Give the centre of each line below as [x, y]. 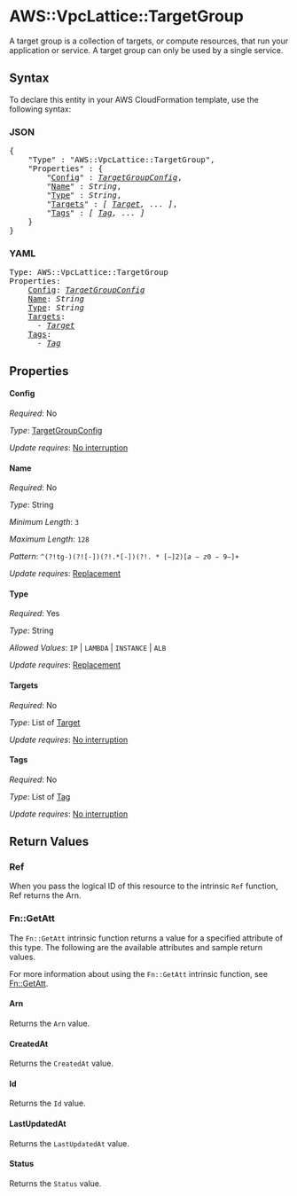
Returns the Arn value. [50, 1023]
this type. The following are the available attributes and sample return [136, 947]
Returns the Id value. [47, 1103]
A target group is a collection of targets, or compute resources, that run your [149, 41]
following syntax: [40, 109]
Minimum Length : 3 [44, 522]
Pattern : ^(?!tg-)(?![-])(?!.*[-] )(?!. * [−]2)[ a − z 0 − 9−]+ [124, 557]
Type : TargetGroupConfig [56, 430]
